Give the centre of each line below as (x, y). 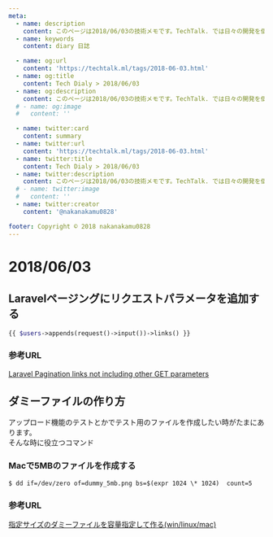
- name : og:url (41, 61)
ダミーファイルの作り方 (67, 402)
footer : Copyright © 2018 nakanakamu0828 (80, 226)
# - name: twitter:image (58, 189)
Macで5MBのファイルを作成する (72, 466)
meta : (17, 16)
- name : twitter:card (52, 129)
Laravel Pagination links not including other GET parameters (109, 373)
